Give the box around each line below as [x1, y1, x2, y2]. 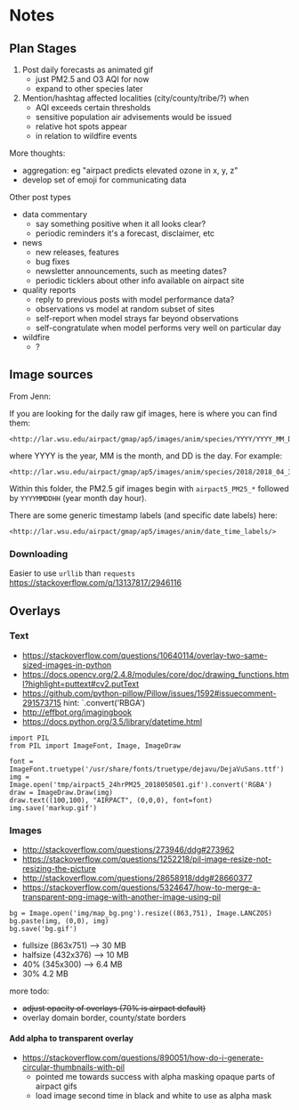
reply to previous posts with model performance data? [35, 295, 235, 304]
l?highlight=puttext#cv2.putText [21, 678, 140, 689]
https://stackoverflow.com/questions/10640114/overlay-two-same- [21, 650, 268, 660]
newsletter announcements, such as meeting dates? [35, 266, 227, 276]
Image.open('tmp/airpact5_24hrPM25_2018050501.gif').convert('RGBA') [9, 780, 273, 789]
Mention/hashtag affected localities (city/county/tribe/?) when [21, 93, 249, 103]
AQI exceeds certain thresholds [35, 102, 151, 112]
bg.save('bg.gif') [9, 925, 77, 934]
